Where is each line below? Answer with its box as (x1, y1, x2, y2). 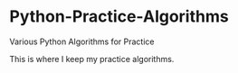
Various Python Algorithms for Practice (9, 36, 155, 47)
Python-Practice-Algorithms (9, 6, 229, 27)
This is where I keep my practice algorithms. (9, 53, 175, 64)
